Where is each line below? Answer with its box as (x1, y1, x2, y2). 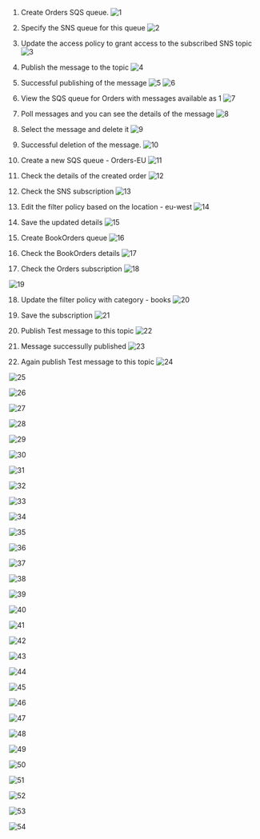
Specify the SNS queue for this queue (20, 23, 146, 32)
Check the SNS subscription (20, 186, 114, 196)
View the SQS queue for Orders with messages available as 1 (20, 94, 222, 103)
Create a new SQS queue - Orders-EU (20, 156, 146, 165)
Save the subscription (20, 310, 93, 320)
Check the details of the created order (20, 171, 147, 180)
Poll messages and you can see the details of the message (20, 109, 215, 118)
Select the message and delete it (20, 125, 130, 134)
